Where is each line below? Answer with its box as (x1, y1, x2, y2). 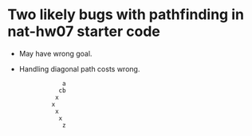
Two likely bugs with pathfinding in (7, 6, 245, 24)
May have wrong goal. (18, 49, 93, 58)
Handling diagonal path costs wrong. (18, 64, 140, 73)
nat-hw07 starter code (7, 22, 161, 41)
